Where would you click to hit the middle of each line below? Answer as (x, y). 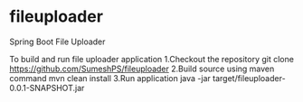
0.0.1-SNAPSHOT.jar (47, 88)
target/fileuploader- (249, 78)
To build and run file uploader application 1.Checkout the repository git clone (151, 59)
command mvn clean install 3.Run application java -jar (110, 78)
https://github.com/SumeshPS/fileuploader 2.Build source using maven (142, 69)
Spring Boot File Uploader (57, 42)
